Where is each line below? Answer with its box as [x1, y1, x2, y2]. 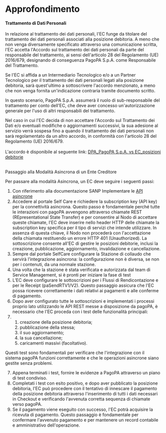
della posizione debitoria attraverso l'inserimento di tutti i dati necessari [12, 391, 158, 397]
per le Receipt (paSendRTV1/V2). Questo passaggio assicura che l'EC [12, 282, 154, 288]
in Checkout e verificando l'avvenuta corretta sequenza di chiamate [12, 396, 151, 402]
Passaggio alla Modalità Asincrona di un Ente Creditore [5, 169, 117, 175]
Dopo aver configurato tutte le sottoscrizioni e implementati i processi [12, 298, 155, 304]
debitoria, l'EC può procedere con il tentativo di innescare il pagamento [12, 386, 157, 392]
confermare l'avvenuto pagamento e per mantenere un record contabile [12, 417, 159, 423]
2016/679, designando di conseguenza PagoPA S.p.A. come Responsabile [5, 57, 156, 63]
